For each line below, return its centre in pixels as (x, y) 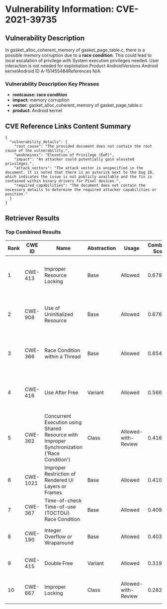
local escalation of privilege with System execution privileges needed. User (82, 60)
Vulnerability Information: (60, 9)
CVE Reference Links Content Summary (68, 126)
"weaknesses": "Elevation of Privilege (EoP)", (64, 155)
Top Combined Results (33, 232)
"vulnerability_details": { (39, 142)
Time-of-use (60, 507)
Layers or (55, 486)
